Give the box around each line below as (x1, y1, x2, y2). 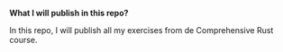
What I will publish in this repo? (9, 8, 129, 18)
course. (9, 35, 38, 45)
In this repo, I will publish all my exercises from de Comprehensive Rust (9, 25, 274, 35)
